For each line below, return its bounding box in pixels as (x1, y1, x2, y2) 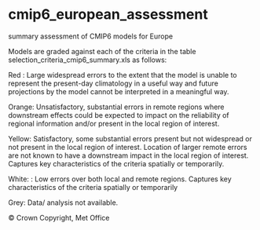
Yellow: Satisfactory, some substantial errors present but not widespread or (8, 133, 253, 143)
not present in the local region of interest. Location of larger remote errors (8, 142, 247, 152)
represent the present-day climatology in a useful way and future (8, 78, 218, 88)
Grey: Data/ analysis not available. (8, 198, 119, 207)
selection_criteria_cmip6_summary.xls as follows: (8, 55, 167, 64)
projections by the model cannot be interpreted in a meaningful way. (8, 86, 229, 96)
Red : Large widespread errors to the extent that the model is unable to (8, 70, 237, 79)
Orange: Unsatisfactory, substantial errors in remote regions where (8, 102, 225, 111)
